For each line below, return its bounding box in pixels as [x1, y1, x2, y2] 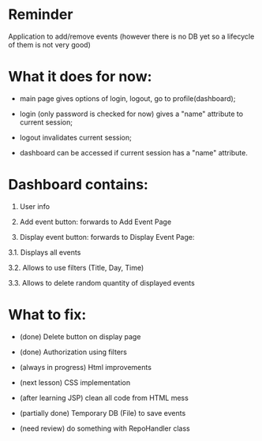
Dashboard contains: [8, 176, 148, 194]
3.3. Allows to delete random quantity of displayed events [8, 278, 195, 287]
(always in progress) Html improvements [19, 362, 152, 372]
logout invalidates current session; [19, 133, 132, 142]
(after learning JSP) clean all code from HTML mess [19, 393, 189, 402]
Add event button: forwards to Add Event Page [19, 217, 172, 226]
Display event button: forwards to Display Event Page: [19, 232, 195, 241]
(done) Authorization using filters [19, 347, 128, 357]
